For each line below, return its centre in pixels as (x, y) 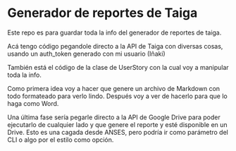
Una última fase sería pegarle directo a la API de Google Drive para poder (114, 117)
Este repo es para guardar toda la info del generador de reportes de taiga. (114, 32)
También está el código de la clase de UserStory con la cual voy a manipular (118, 67)
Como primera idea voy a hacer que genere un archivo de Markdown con (114, 88)
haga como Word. (33, 103)
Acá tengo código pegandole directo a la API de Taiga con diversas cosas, (115, 46)
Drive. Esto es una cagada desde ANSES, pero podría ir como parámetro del (118, 132)
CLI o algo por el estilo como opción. (61, 140)
